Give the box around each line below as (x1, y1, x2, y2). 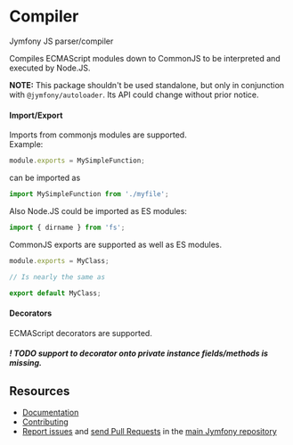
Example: (9, 139, 44, 150)
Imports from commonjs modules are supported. (9, 129, 187, 140)
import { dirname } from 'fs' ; (9, 223, 126, 232)
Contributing (21, 416, 69, 427)
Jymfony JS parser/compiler (9, 36, 114, 46)
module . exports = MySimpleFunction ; (9, 156, 145, 166)
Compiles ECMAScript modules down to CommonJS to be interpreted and (9, 53, 281, 63)
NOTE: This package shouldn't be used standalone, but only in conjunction (9, 79, 285, 90)
